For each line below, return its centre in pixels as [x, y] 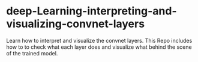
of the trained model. [32, 53]
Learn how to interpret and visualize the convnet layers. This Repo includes [99, 40]
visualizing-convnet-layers [76, 24]
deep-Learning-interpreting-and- [91, 11]
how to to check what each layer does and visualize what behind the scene [99, 47]
